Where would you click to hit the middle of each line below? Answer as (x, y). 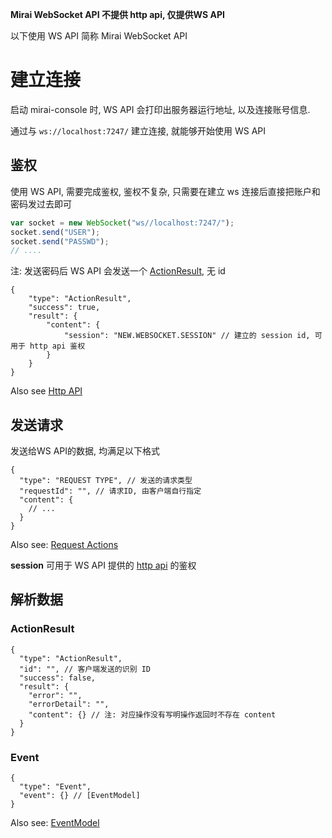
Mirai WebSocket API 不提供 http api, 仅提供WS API (117, 14)
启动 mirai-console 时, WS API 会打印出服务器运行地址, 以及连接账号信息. (160, 109)
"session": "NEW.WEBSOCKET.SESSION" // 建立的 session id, (187, 336)
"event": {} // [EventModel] (80, 796)
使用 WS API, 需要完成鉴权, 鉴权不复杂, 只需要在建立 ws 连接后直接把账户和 (165, 191)
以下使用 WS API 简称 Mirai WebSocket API (99, 36)
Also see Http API (46, 391)
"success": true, (64, 308)
